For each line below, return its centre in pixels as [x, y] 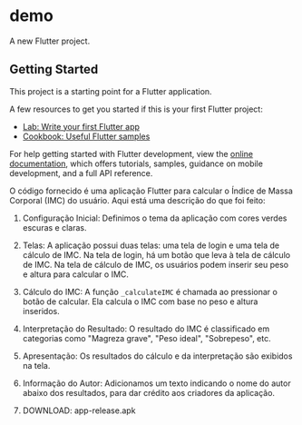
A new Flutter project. [50, 41]
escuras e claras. [54, 227]
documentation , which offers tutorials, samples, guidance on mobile [136, 163]
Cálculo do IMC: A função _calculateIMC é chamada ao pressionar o [150, 292]
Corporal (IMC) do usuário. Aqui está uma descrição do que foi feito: [137, 200]
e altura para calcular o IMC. [76, 274]
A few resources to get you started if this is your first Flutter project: [136, 109]
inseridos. [41, 311]
